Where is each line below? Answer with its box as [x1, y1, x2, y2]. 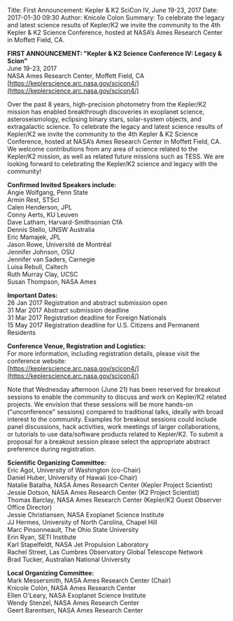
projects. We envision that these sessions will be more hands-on [7, 400, 194, 409]
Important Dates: [7, 291, 58, 299]
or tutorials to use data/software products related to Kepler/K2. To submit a [7, 430, 224, 438]
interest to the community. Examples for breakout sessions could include [7, 415, 217, 423]
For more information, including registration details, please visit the [7, 350, 200, 357]
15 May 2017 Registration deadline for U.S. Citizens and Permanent [7, 321, 199, 329]
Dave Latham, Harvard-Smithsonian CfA [7, 218, 123, 226]
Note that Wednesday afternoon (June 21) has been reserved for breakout [7, 385, 221, 393]
